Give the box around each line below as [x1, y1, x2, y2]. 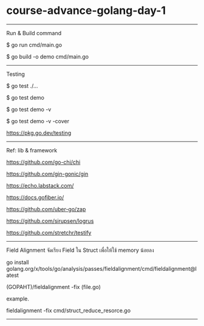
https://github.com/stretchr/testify [6, 229, 92, 236]
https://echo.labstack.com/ [6, 182, 74, 189]
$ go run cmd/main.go [6, 41, 63, 49]
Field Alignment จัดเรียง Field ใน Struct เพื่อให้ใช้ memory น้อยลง [6, 246, 154, 254]
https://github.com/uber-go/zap [6, 205, 86, 212]
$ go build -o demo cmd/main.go [6, 53, 89, 60]
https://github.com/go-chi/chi [6, 158, 81, 166]
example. [6, 295, 29, 302]
